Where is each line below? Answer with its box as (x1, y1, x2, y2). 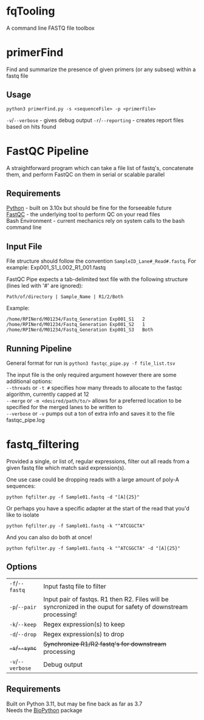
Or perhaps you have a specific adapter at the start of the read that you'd (6, 505, 190, 512)
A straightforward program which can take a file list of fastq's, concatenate (6, 164, 194, 171)
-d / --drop (9, 630, 37, 638)
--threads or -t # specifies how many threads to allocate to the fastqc (6, 384, 183, 392)
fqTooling (6, 4, 55, 18)
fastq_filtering (6, 438, 80, 452)
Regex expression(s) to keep (43, 620, 126, 628)
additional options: (6, 378, 53, 385)
